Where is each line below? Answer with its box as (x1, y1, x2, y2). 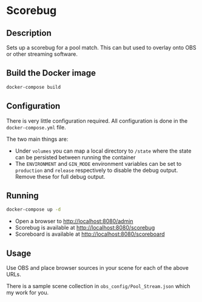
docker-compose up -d (6, 207, 61, 213)
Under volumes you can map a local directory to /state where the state (15, 147, 192, 154)
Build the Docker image (6, 68, 96, 78)
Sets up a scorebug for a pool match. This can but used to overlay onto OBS (6, 44, 197, 51)
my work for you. (6, 289, 49, 296)
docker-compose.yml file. (6, 123, 66, 131)
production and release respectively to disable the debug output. (15, 166, 178, 174)
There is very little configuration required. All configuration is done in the (6, 117, 188, 125)
